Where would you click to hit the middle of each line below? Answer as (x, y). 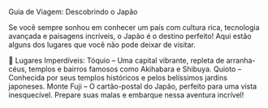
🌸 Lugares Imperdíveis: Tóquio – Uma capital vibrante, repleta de (117, 60)
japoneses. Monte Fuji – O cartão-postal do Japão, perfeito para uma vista (133, 86)
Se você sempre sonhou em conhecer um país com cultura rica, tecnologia (134, 27)
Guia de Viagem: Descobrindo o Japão (73, 12)
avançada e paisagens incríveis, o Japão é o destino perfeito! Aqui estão (130, 36)
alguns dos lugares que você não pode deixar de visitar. (102, 45)
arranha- (241, 60)
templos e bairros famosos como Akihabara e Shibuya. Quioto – (135, 69)
